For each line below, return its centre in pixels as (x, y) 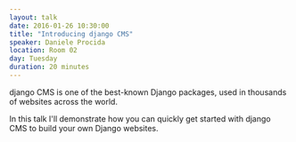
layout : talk (33, 17)
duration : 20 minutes (49, 67)
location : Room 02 (43, 51)
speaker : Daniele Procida (57, 42)
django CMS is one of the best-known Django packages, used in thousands (148, 92)
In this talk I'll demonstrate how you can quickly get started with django (140, 118)
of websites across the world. (64, 101)
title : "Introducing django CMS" (71, 34)
